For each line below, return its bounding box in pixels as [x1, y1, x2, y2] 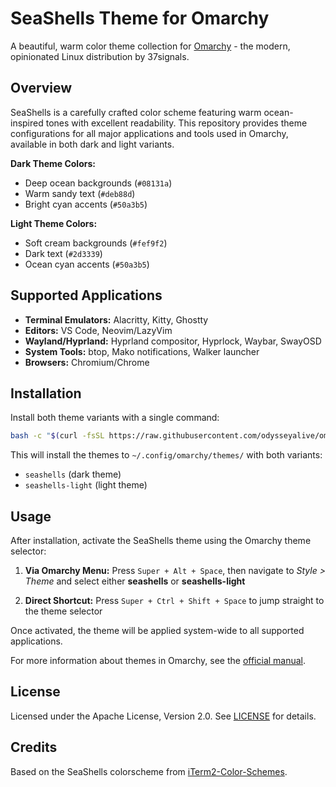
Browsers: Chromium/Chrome [24, 356, 150, 368]
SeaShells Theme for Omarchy [10, 7, 270, 30]
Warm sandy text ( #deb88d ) [24, 187, 136, 199]
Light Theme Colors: [10, 217, 98, 229]
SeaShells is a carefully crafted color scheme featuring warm [10, 106, 262, 118]
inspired [10, 117, 44, 129]
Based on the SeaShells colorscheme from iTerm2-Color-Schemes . [10, 765, 288, 777]
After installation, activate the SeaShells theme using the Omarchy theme [10, 535, 312, 547]
